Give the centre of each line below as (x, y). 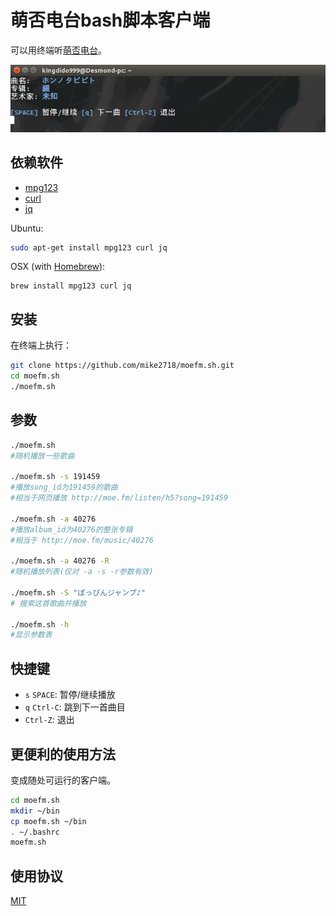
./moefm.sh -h (40, 624)
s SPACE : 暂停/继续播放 (70, 695)
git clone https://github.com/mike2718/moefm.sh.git (122, 366)
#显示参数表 (31, 635)
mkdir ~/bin (35, 811)
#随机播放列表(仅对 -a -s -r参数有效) (82, 572)
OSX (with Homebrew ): (58, 267)
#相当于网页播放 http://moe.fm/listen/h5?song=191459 (119, 498)
